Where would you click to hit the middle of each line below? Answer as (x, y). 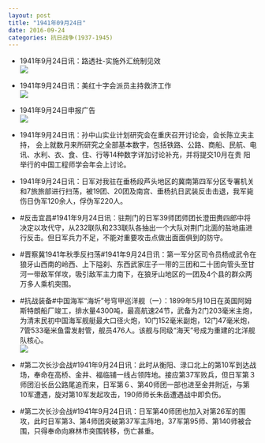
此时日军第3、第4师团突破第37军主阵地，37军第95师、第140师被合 (143, 421)
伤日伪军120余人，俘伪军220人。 (73, 201)
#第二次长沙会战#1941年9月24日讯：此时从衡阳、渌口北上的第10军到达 (134, 365)
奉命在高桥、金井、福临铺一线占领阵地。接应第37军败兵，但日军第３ (145, 375)
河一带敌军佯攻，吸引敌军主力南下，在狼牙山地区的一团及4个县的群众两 (136, 274)
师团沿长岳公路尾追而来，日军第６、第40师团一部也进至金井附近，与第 (134, 385)
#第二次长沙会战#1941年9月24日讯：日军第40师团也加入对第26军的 (129, 411)
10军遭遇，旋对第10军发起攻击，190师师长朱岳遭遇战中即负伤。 (123, 395)
